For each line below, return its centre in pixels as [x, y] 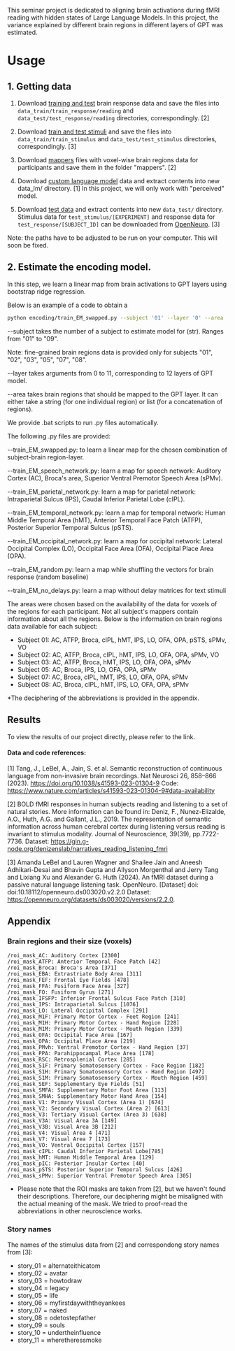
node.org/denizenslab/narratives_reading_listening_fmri [87, 848]
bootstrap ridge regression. [47, 291]
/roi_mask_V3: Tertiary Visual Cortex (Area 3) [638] [87, 1115]
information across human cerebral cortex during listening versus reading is [116, 826]
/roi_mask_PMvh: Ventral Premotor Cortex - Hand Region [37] [98, 1048]
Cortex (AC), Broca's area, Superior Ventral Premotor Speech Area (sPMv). [115, 478]
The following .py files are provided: [59, 436]
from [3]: [20, 1252]
